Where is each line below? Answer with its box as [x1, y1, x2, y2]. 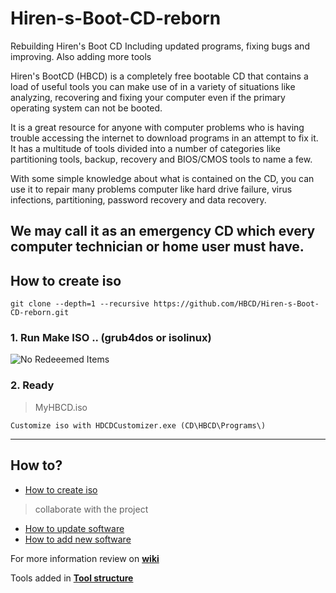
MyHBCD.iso [34, 401, 88, 413]
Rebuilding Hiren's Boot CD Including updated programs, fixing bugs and [10, 40, 310, 52]
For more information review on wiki [10, 552, 160, 564]
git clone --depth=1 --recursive [10, 299, 150, 309]
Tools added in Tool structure [10, 572, 134, 584]
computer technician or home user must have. [10, 238, 305, 256]
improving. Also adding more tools [10, 50, 152, 62]
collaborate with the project [34, 503, 149, 515]
